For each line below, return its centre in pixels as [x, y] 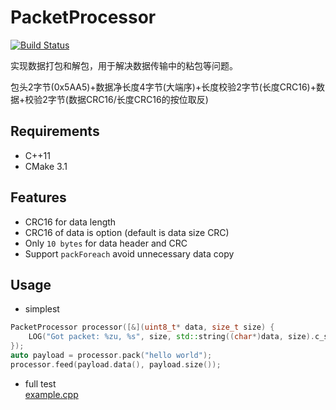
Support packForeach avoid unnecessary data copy [129, 253]
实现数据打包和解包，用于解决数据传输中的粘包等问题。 [124, 65]
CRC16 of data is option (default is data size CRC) [127, 232]
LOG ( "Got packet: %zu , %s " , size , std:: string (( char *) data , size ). [171, 337]
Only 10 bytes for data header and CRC [106, 243]
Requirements [55, 131]
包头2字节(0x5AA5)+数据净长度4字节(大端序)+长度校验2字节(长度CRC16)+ [163, 87]
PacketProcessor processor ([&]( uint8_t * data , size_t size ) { [142, 327]
